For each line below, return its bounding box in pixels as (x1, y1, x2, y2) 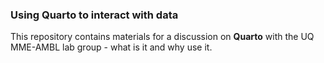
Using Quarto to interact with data (10, 8, 179, 22)
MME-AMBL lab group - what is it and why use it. (10, 41, 213, 53)
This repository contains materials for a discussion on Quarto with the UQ (10, 31, 315, 43)
